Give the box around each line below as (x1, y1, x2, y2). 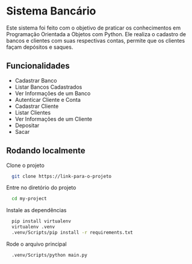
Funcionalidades (6, 61, 70, 71)
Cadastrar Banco (14, 77, 57, 84)
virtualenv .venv (11, 224, 55, 230)
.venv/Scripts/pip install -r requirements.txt (11, 230, 134, 236)
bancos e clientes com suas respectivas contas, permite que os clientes (6, 37, 185, 44)
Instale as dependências (6, 207, 67, 214)
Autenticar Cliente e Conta (14, 96, 81, 103)
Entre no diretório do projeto (6, 184, 76, 191)
